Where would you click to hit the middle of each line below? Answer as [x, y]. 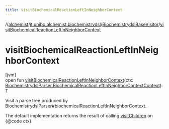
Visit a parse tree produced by [37, 100]
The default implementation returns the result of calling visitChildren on [79, 115]
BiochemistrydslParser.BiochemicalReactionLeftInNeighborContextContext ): [84, 85]
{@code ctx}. [19, 121]
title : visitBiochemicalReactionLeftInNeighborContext [64, 10]
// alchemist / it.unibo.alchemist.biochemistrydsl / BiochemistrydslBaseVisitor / [83, 24]
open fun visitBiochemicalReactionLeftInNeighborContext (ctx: [69, 80]
